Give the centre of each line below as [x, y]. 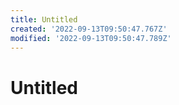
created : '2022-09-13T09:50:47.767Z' [89, 29]
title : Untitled [44, 19]
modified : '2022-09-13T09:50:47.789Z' [91, 38]
